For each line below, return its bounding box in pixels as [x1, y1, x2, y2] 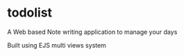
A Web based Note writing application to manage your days [7, 28, 178, 36]
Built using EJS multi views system [7, 41, 106, 49]
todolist [7, 5, 53, 21]
